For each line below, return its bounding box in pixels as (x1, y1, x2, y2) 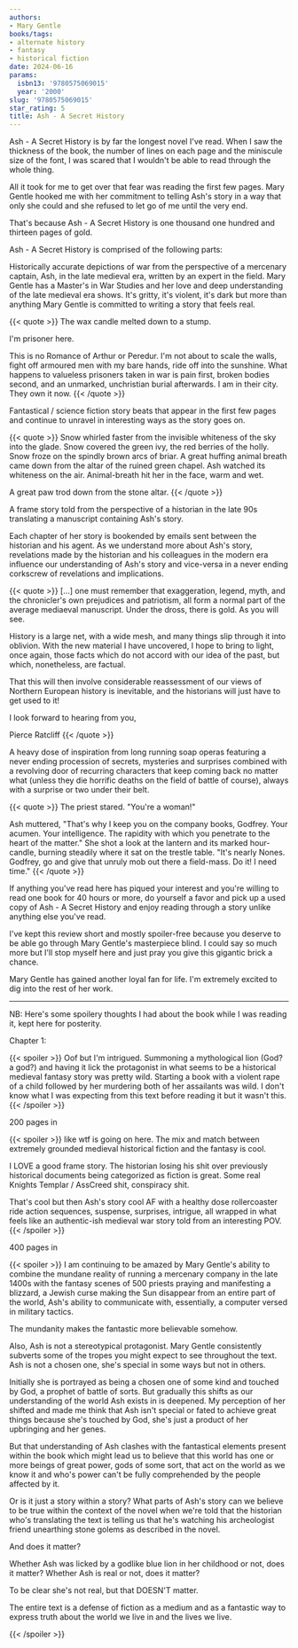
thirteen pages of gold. (9, 227, 93, 238)
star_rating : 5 (9, 104, 66, 113)
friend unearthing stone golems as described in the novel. (9, 1524, 221, 1535)
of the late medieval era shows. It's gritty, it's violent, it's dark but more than (9, 290, 287, 301)
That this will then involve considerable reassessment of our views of (9, 676, 263, 687)
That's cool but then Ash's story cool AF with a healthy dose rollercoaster (9, 1197, 278, 1207)
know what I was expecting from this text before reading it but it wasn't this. (9, 1090, 286, 1101)
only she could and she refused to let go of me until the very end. (9, 200, 248, 211)
